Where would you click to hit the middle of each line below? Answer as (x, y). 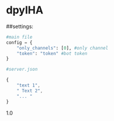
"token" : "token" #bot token (52, 53)
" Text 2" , (30, 91)
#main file (19, 37)
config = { (19, 42)
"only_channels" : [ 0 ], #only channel (63, 48)
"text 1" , (29, 85)
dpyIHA (25, 10)
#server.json (22, 70)
